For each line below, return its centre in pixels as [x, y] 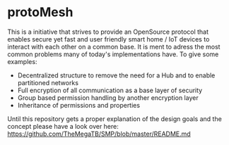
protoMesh [40, 12]
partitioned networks [48, 82]
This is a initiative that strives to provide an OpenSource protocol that [108, 32]
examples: [22, 61]
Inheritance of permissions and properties [78, 105]
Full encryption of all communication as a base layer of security [110, 90]
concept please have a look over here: [63, 126]
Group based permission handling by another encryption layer [108, 97]
